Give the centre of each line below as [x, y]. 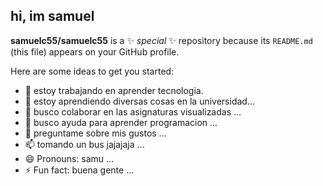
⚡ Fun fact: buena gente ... [79, 170]
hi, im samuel [52, 16]
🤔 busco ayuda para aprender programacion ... [121, 122]
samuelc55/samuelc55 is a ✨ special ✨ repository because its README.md [161, 40]
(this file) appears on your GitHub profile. [95, 51]
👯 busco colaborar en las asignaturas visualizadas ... [133, 111]
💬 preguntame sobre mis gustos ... [95, 133]
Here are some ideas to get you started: [92, 71]
